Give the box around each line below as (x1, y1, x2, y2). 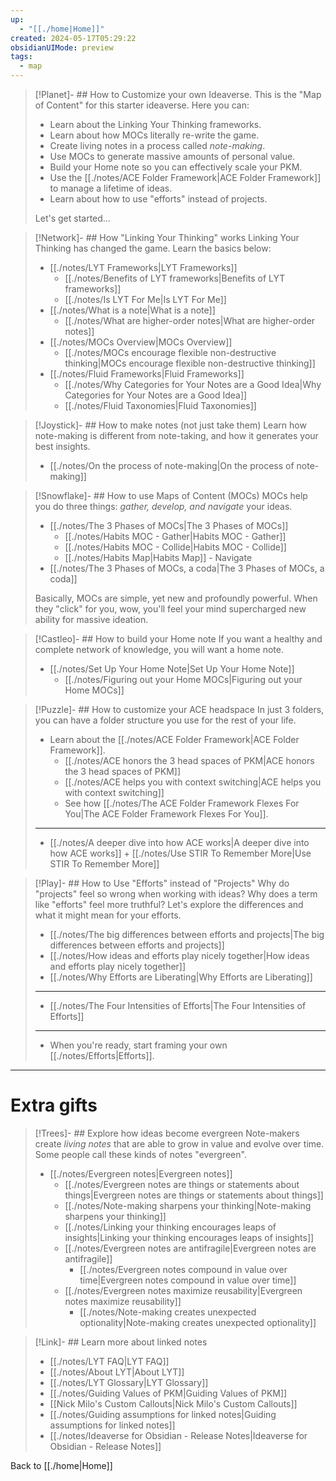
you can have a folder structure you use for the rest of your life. (34, 714, 297, 726)
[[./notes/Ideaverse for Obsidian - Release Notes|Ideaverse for (49, 1429, 308, 1441)
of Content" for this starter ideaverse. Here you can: (34, 99, 250, 111)
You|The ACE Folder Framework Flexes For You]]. (64, 808, 269, 820)
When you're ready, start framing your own (49, 1039, 228, 1051)
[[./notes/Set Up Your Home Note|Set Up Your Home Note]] (49, 663, 295, 675)
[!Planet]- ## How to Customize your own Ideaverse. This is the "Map (34, 89, 322, 100)
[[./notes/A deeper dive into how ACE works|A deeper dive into (49, 837, 310, 848)
